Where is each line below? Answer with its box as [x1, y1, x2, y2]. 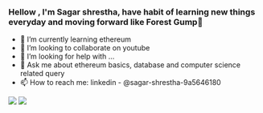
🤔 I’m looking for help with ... [19, 51, 115, 62]
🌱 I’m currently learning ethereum [19, 34, 131, 44]
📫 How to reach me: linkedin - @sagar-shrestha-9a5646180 [19, 78, 221, 87]
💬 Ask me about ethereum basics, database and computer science [19, 60, 241, 70]
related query [19, 69, 65, 79]
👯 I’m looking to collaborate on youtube [19, 43, 150, 53]
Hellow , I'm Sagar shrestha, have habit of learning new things [8, 6, 256, 18]
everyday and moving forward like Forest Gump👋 [8, 16, 203, 27]
